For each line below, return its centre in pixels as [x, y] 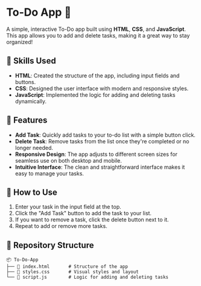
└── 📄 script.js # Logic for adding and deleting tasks [88, 278]
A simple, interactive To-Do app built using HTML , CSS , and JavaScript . [96, 29]
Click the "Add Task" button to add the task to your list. [83, 213]
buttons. [25, 82]
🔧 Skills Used [31, 61]
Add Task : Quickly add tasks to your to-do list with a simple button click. [105, 135]
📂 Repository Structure [50, 245]
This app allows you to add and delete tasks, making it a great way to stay [98, 35]
